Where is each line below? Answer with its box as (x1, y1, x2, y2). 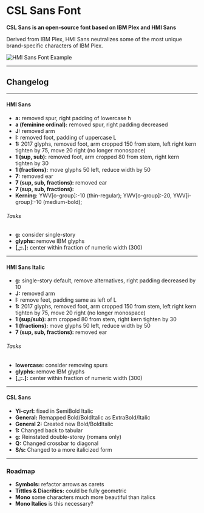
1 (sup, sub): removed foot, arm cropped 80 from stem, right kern (15, 153, 180, 160)
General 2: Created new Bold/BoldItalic (15, 420, 114, 427)
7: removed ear (15, 172, 53, 180)
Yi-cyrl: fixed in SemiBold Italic (15, 407, 93, 415)
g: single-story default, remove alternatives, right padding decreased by (15, 277, 196, 284)
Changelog (6, 77, 49, 87)
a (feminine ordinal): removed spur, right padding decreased (15, 121, 168, 128)
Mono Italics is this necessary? (15, 500, 94, 508)
